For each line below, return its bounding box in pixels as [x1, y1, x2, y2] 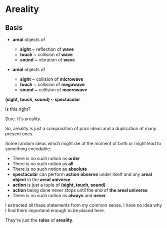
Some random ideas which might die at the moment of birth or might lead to [5, 141, 161, 146]
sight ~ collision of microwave [19, 76, 83, 82]
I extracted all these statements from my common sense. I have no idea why [5, 202, 162, 208]
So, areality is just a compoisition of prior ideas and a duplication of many [5, 126, 156, 131]
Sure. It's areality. [5, 116, 41, 122]
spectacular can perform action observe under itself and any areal [12, 171, 152, 177]
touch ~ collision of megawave [19, 81, 85, 87]
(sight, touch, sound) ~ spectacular [5, 96, 80, 102]
